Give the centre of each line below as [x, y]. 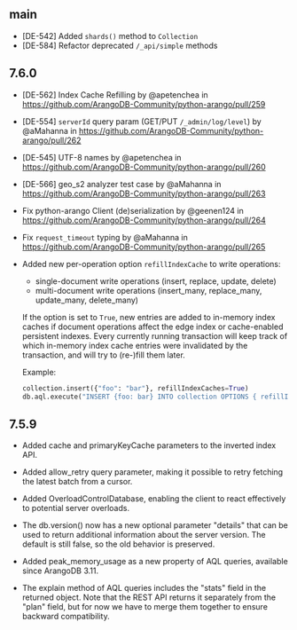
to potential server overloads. [76, 508]
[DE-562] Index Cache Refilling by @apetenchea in [115, 94]
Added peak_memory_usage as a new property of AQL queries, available [155, 562]
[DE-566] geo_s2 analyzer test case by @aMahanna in [121, 184]
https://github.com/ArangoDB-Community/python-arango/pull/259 [144, 104]
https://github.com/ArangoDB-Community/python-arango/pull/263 [144, 193]
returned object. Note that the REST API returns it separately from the [149, 597]
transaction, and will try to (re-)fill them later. [104, 355]
